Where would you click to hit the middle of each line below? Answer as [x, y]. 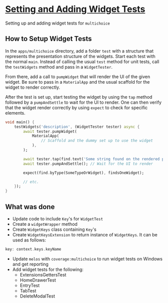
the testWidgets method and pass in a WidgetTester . [59, 67]
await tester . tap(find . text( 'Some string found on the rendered [91, 159]
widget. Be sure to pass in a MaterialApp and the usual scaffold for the [77, 82]
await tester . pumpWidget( [50, 131]
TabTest [28, 290]
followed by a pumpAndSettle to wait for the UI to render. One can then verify [83, 102]
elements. [15, 113]
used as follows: [29, 240]
